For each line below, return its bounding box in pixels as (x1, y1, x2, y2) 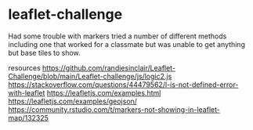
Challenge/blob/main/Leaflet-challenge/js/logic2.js (8, 71, 172, 81)
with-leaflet (8, 88, 45, 97)
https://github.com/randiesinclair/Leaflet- (42, 63, 176, 72)
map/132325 (8, 113, 49, 122)
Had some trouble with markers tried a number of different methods (8, 31, 227, 41)
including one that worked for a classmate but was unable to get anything (8, 39, 245, 49)
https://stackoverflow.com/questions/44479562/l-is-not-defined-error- (8, 80, 239, 89)
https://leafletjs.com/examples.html (46, 88, 161, 97)
